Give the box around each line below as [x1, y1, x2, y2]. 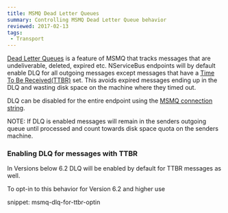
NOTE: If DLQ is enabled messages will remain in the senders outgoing [7, 117, 207, 125]
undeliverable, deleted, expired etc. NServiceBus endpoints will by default [7, 62, 216, 70]
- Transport [10, 36, 45, 42]
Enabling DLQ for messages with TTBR [7, 149, 138, 158]
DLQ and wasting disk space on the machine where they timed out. [7, 84, 197, 92]
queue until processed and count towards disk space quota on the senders [7, 125, 219, 133]
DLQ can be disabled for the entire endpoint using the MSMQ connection [7, 97, 213, 105]
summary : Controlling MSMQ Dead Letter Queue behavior [7, 16, 167, 23]
